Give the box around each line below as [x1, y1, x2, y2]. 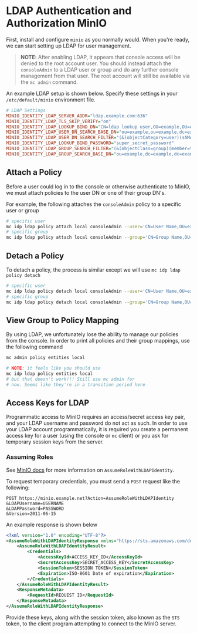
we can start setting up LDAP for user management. [6, 42, 131, 49]
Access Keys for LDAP [6, 398, 90, 408]
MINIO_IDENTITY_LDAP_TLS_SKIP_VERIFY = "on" [6, 119, 111, 124]
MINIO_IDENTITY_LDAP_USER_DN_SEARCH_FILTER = [6, 135, 117, 141]
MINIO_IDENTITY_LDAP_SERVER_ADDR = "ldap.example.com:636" [6, 113, 148, 119]
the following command [6, 343, 63, 350]
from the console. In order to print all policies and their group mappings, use [6, 337, 191, 344]
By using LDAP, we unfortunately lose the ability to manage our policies [6, 331, 179, 338]
